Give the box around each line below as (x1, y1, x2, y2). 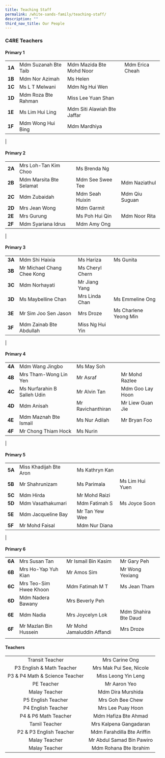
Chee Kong (19, 270, 45, 277)
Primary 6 (5, 546, 26, 552)
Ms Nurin (76, 428, 98, 434)
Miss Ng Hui (78, 321, 107, 328)
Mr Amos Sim (66, 569, 97, 576)
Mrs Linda (78, 292, 101, 299)
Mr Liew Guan (121, 399, 153, 406)
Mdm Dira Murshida (98, 688, 144, 695)
